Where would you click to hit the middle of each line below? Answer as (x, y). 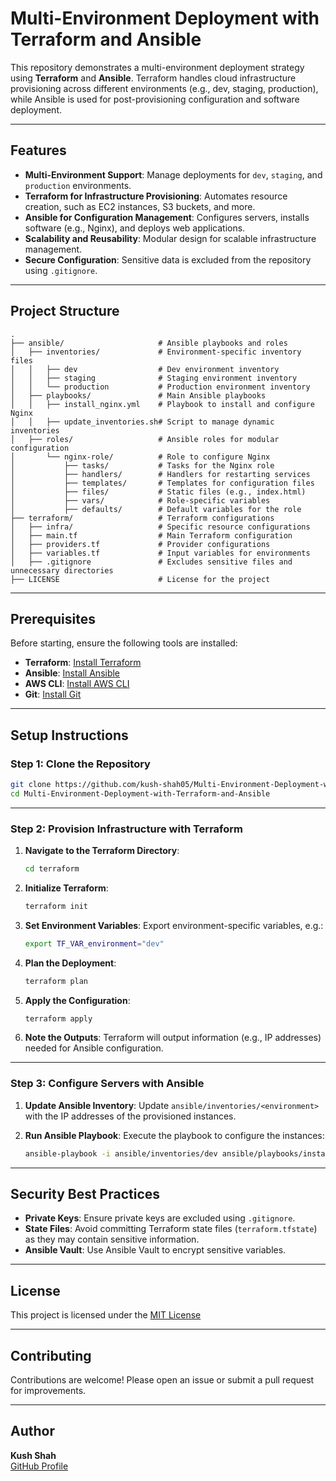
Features (38, 150)
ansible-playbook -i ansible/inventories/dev (121, 1153)
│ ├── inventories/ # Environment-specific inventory (156, 352)
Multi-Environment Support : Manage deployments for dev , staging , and (173, 174)
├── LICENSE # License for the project (140, 579)
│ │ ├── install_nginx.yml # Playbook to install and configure (162, 404)
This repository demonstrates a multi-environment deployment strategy (157, 67)
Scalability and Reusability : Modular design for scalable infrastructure (170, 238)
